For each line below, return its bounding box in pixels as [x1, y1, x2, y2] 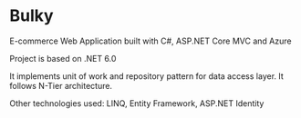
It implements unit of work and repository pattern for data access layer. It [9, 70, 285, 82]
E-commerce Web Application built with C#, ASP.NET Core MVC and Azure [9, 35, 292, 46]
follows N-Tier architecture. [9, 80, 112, 91]
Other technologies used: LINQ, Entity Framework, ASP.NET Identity [9, 97, 265, 109]
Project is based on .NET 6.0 [9, 53, 117, 64]
